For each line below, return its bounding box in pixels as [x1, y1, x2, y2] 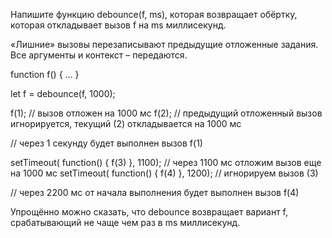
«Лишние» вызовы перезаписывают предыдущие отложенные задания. [10, 39, 319, 50]
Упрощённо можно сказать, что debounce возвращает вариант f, [10, 206, 289, 218]
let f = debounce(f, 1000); [10, 88, 116, 99]
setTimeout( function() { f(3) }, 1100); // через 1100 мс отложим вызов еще [10, 157, 322, 168]
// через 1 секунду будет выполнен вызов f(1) [10, 137, 203, 149]
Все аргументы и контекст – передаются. [10, 49, 188, 61]
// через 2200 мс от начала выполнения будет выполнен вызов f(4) [10, 187, 300, 198]
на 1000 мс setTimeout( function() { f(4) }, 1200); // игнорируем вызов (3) [10, 167, 319, 179]
